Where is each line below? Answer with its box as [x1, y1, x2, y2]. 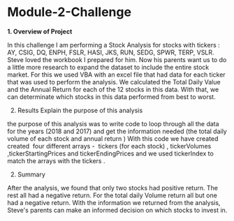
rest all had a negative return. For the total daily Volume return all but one [7, 191, 218, 199]
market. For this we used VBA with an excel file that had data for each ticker [7, 70, 226, 79]
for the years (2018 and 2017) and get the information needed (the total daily [7, 127, 227, 135]
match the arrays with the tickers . [7, 156, 105, 165]
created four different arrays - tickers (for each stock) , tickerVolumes [7, 142, 212, 150]
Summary [17, 170, 45, 178]
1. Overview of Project [7, 27, 73, 36]
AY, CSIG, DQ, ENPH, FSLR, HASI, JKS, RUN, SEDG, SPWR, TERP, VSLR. [7, 48, 214, 56]
